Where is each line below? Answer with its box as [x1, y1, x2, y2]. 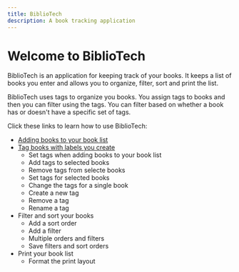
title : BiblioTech [7, 10, 62, 18]
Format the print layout [28, 257, 96, 266]
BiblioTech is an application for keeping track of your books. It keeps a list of [7, 71, 232, 80]
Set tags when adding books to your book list [28, 151, 162, 159]
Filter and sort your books [17, 211, 94, 220]
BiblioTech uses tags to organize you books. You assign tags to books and [7, 93, 225, 101]
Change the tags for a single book [28, 181, 128, 190]
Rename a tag [28, 204, 69, 213]
